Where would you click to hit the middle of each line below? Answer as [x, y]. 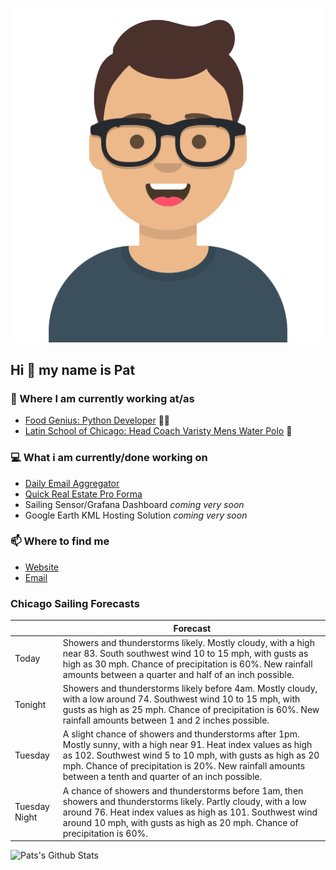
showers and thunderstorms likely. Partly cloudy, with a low [184, 801]
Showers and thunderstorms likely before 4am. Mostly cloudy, [190, 689]
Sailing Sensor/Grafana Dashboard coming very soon [134, 504]
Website [42, 567]
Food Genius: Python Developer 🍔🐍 [97, 420]
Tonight [30, 704]
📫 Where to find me [60, 541]
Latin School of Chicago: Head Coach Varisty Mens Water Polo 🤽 [158, 431]
